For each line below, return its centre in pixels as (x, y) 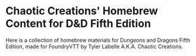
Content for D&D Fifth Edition (78, 24)
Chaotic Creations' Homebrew (82, 11)
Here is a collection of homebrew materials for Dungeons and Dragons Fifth (98, 40)
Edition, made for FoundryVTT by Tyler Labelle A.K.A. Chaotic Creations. (94, 46)
